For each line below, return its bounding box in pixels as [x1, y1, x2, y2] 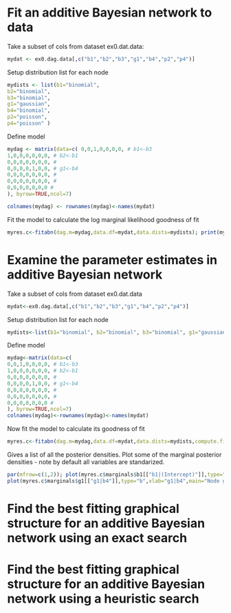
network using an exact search [7, 530, 188, 545]
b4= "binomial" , [7, 107, 51, 114]
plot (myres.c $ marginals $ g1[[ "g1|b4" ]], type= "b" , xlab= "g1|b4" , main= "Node [7, 477, 220, 484]
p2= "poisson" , [7, 114, 48, 121]
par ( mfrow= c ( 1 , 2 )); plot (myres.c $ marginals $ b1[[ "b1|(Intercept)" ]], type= [7, 471, 223, 478]
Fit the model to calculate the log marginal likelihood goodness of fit [7, 215, 199, 223]
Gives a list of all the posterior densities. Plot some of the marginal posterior [7, 450, 222, 459]
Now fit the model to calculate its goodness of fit [7, 425, 146, 433]
